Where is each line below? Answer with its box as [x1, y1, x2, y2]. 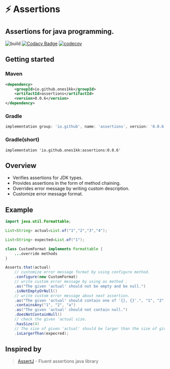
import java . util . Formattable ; [5, 219, 71, 224]
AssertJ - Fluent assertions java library [17, 358, 99, 364]
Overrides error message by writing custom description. [12, 185, 130, 192]
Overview [5, 161, 37, 170]
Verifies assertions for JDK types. [12, 175, 83, 181]
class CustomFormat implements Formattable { [5, 246, 103, 252]
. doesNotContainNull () [14, 312, 62, 317]
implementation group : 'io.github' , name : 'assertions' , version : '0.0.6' [5, 124, 166, 129]
